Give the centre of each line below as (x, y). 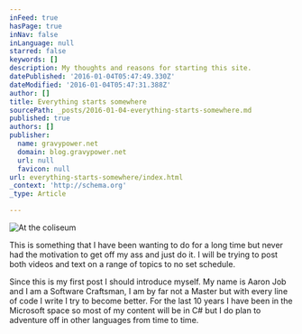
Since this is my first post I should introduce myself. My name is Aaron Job (148, 282)
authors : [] (32, 127)
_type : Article (38, 194)
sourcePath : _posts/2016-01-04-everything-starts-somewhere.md (131, 110)
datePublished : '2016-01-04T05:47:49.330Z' (92, 77)
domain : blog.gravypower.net (72, 152)
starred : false (38, 51)
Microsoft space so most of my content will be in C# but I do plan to (135, 311)
